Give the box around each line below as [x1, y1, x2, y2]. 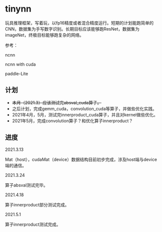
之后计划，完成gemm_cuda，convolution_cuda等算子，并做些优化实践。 [12, 105, 157, 112]
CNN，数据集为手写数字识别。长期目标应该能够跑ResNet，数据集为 [5, 26, 140, 32]
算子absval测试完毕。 [5, 182, 48, 188]
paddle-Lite [5, 71, 28, 76]
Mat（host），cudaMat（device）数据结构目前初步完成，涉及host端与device [5, 156, 157, 162]
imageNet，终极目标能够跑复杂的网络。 [5, 32, 84, 38]
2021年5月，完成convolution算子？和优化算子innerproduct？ [12, 117, 133, 124]
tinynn [5, 3, 32, 14]
